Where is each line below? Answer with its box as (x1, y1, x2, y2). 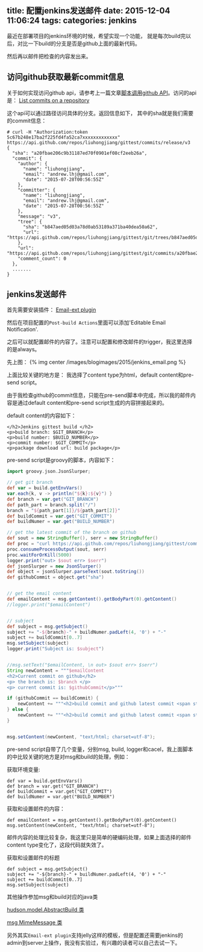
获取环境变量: (7, 766, 41, 773)
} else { (7, 707, 29, 713)
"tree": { (17, 219, 43, 225)
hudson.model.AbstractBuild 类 (7, 906, 84, 913)
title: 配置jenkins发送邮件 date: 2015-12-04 (7, 5, 170, 16)
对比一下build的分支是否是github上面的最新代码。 (17, 40, 140, 47)
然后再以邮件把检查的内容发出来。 (7, 52, 92, 60)
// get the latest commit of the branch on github (7, 530, 137, 536)
